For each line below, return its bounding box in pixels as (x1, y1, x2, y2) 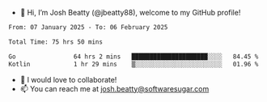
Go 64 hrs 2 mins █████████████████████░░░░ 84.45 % (8, 53, 259, 61)
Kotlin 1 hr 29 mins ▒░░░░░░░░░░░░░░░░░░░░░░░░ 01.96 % (8, 60, 259, 68)
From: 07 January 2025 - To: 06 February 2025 (8, 23, 168, 32)
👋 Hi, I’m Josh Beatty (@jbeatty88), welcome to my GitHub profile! (19, 8, 241, 17)
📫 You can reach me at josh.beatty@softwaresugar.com (19, 83, 210, 93)
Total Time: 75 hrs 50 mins (8, 37, 104, 46)
